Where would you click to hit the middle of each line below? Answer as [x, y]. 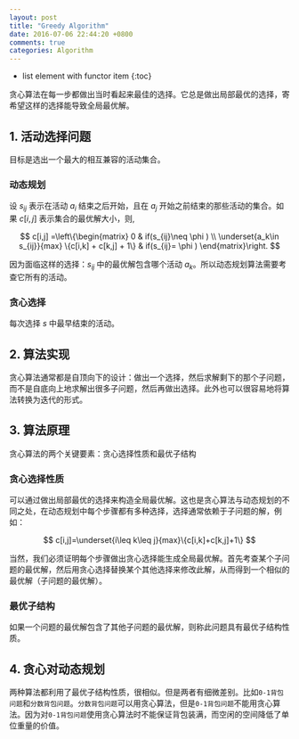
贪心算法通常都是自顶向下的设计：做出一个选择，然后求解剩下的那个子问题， [149, 377]
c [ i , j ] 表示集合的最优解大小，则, [77, 218]
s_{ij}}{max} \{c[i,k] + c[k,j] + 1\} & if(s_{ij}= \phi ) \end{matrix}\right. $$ [149, 246]
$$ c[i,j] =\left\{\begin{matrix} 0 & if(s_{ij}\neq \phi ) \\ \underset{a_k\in [149, 236]
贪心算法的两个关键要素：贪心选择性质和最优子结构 [103, 453]
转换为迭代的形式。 [52, 399]
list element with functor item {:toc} [87, 76]
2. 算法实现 [40, 354]
